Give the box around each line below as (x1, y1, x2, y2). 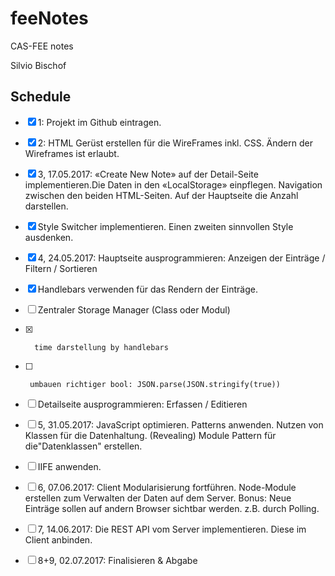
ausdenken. (24, 231, 74, 243)
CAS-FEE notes (10, 40, 74, 52)
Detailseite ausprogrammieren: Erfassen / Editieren (37, 398, 248, 410)
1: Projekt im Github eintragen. (37, 116, 162, 128)
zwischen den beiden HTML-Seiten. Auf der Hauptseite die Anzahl (24, 189, 299, 201)
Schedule (10, 88, 72, 106)
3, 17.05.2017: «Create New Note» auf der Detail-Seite (37, 168, 259, 180)
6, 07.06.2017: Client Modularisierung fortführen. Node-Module (37, 481, 297, 493)
